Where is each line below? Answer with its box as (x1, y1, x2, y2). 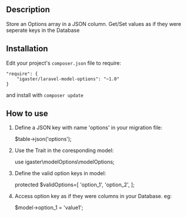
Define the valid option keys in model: (14, 170, 106, 177)
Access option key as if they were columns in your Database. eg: (14, 193, 172, 200)
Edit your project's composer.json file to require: (6, 59, 122, 67)
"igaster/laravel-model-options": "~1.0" (16, 76, 119, 82)
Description (6, 5, 50, 15)
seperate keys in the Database (6, 27, 80, 34)
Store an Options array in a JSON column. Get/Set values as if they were (6, 20, 182, 27)
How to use (6, 108, 48, 119)
